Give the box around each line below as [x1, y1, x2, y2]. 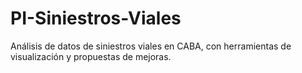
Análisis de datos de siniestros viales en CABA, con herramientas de [10, 40, 292, 52]
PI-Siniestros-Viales [10, 7, 182, 30]
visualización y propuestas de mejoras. [10, 50, 172, 62]
